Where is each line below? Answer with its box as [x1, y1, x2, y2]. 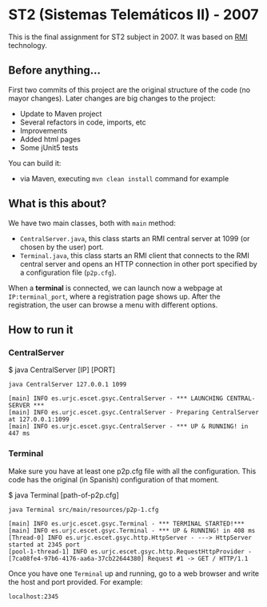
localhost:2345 [8, 593, 59, 601]
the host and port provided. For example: [8, 577, 143, 586]
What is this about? [8, 197, 107, 211]
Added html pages [19, 134, 82, 144]
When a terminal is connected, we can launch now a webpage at [8, 283, 223, 292]
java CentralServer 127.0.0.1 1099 [8, 381, 127, 389]
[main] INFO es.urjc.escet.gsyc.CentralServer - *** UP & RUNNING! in [8, 423, 249, 430]
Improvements [19, 125, 68, 135]
